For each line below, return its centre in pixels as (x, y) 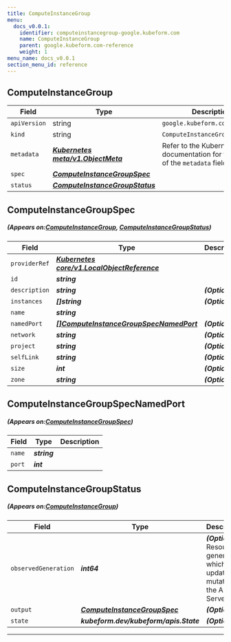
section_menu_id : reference (47, 65)
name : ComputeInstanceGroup (59, 39)
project (23, 346)
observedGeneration (42, 568)
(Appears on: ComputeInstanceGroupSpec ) (70, 421)
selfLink (25, 357)
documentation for (192, 154)
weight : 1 (34, 52)
